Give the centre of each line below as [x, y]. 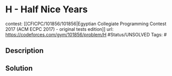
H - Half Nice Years [47, 9]
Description [24, 51]
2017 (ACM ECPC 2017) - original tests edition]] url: [60, 29]
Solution [19, 68]
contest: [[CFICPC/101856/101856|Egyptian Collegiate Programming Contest [86, 24]
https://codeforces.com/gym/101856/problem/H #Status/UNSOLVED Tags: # [86, 34]
